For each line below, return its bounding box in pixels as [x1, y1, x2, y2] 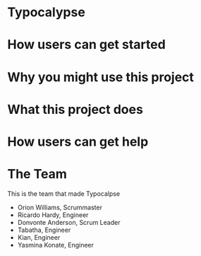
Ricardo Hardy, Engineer [17, 210, 89, 219]
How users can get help [7, 134, 149, 149]
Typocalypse [7, 4, 86, 21]
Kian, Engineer [17, 233, 61, 241]
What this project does [7, 101, 143, 117]
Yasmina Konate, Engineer [17, 240, 94, 249]
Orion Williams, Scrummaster [17, 203, 102, 211]
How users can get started [7, 37, 166, 53]
